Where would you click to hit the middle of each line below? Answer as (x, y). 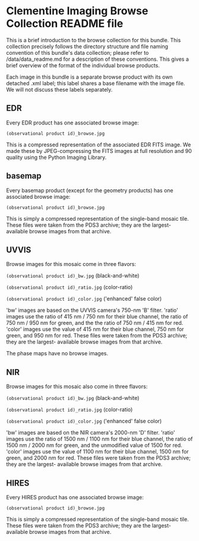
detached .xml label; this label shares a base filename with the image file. (96, 83)
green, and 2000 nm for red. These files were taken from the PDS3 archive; (99, 458)
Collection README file (65, 24)
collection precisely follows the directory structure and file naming (87, 46)
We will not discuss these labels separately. (59, 89)
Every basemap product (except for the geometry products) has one (90, 190)
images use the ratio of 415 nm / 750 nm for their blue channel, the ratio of (97, 317)
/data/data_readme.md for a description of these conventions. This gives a (97, 59)
